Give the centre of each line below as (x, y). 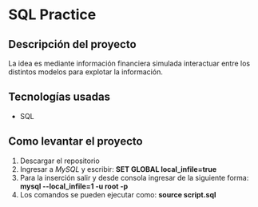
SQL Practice (52, 15)
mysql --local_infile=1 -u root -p (74, 186)
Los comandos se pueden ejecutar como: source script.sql (118, 194)
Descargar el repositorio (60, 161)
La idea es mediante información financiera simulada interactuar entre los (129, 63)
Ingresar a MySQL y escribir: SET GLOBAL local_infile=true (118, 169)
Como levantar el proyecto (75, 141)
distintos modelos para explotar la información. (86, 72)
